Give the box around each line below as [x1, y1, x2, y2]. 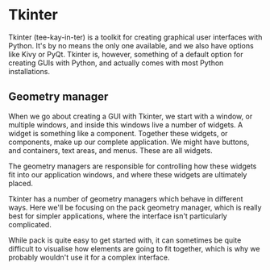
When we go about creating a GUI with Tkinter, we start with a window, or [8, 111, 253, 121]
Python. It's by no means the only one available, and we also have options [8, 40, 254, 50]
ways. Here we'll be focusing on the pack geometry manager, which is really [8, 202, 262, 212]
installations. [8, 66, 51, 76]
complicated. [8, 219, 52, 229]
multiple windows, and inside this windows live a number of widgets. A [8, 119, 243, 130]
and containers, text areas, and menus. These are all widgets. [8, 145, 213, 155]
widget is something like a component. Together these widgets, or [8, 128, 228, 138]
